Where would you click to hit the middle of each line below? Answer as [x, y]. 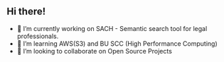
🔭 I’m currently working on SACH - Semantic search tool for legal [112, 28]
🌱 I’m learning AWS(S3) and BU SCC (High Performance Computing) [117, 43]
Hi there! [26, 12]
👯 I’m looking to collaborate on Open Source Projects [94, 51]
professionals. [38, 36]
